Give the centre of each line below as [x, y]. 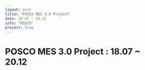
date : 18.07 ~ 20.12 [26, 18]
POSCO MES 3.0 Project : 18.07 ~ [73, 52]
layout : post [18, 9]
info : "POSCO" [19, 23]
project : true [19, 28]
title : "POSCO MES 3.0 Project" [38, 14]
